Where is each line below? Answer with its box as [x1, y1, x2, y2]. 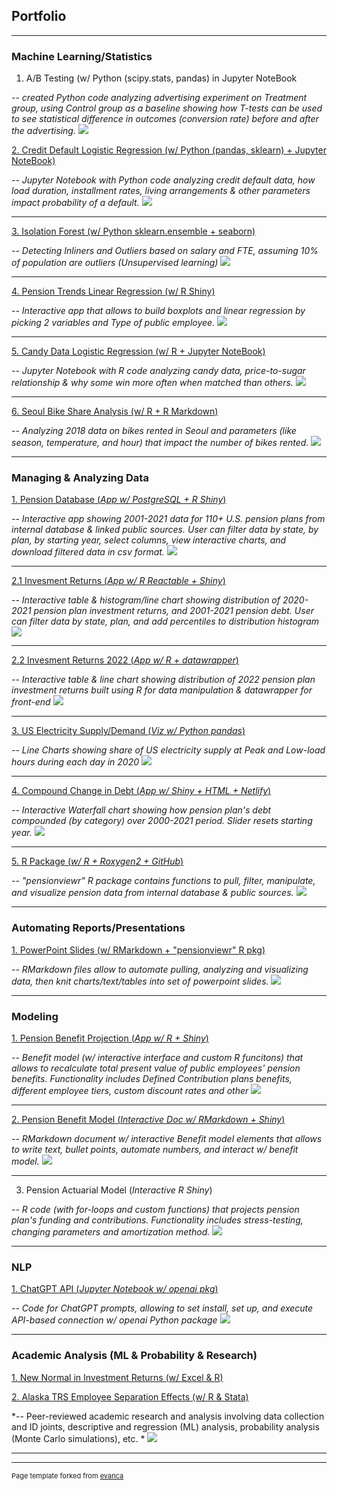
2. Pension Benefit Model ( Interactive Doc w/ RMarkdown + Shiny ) [11, 1114, 286, 1125]
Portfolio [11, 8, 67, 25]
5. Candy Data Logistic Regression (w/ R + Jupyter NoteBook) [11, 345, 266, 358]
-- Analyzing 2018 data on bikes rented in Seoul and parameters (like [11, 425, 297, 437]
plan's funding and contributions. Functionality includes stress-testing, [11, 1214, 304, 1226]
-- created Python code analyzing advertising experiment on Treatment [11, 92, 308, 104]
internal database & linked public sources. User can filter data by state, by [11, 524, 319, 536]
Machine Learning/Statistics [11, 49, 153, 63]
